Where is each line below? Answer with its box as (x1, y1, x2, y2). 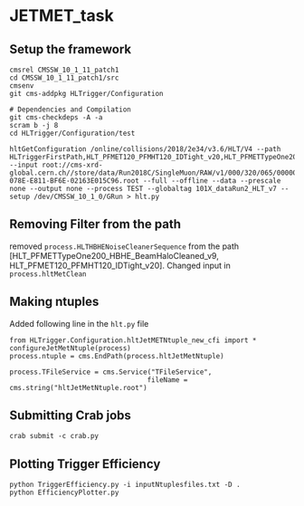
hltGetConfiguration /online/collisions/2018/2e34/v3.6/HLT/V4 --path (9, 145, 281, 154)
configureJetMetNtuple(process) (9, 343, 131, 353)
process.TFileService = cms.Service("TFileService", (9, 368, 213, 377)
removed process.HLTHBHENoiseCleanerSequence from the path (9, 241, 240, 252)
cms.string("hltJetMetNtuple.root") (9, 383, 147, 392)
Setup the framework (9, 42, 132, 57)
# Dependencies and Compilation (9, 105, 131, 114)
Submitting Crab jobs (9, 408, 131, 424)
